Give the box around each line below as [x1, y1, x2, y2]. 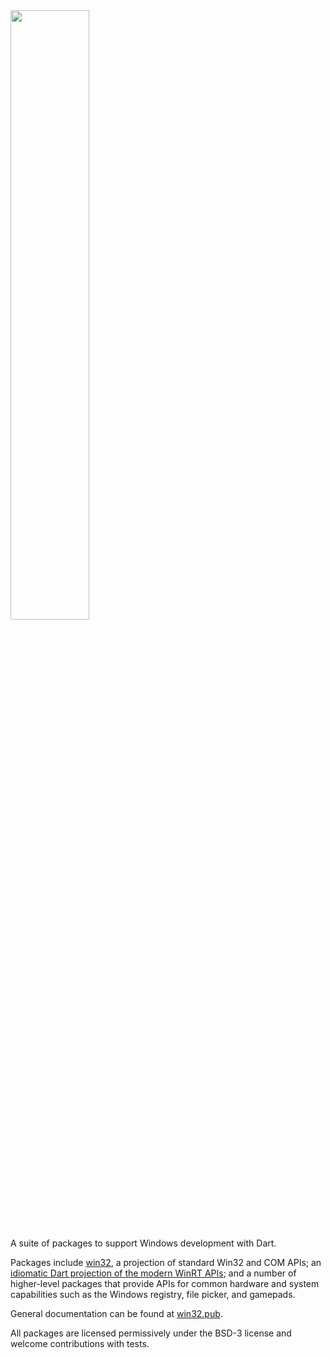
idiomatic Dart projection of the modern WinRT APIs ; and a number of [10, 1267, 297, 1279]
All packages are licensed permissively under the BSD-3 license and [10, 1327, 292, 1339]
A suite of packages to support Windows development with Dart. [10, 1237, 277, 1249]
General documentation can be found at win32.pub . [10, 1308, 223, 1319]
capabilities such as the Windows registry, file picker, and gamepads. [10, 1289, 296, 1300]
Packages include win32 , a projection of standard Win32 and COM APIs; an [10, 1257, 322, 1268]
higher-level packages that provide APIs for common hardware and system [10, 1278, 320, 1289]
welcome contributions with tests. [10, 1338, 150, 1349]
